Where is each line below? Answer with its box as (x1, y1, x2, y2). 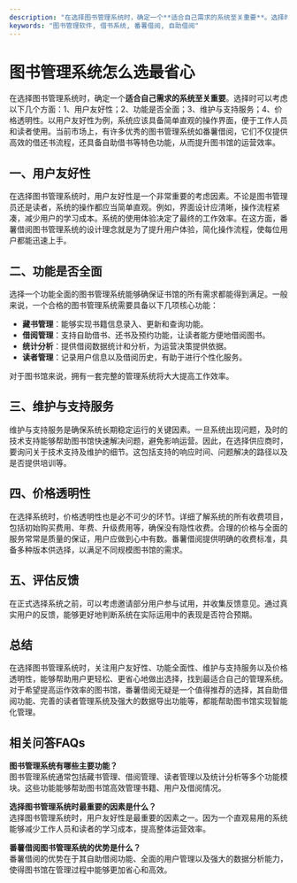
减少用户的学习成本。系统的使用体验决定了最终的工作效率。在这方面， (24, 213, 280, 224)
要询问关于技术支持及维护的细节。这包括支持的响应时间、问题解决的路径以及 (9, 446, 288, 457)
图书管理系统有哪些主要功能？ (9, 761, 118, 771)
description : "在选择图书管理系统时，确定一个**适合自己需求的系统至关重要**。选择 (9, 12, 285, 22)
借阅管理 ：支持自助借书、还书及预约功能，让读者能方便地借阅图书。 (21, 329, 270, 341)
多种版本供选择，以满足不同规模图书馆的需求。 (16, 544, 187, 554)
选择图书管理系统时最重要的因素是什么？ (9, 802, 156, 812)
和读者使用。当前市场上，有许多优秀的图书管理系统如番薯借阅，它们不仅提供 (9, 126, 288, 137)
